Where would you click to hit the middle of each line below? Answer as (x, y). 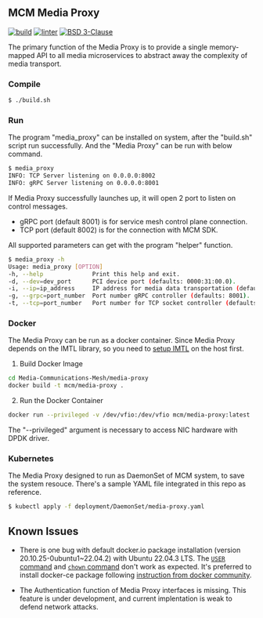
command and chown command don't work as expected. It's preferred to (135, 566)
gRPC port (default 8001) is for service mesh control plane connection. (133, 221)
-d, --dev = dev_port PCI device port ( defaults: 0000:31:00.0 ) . (122, 282)
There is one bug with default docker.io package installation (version (130, 550)
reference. (25, 493)
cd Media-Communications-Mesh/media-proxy (78, 378)
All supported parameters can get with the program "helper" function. (121, 245)
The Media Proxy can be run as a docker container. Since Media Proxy (122, 340)
